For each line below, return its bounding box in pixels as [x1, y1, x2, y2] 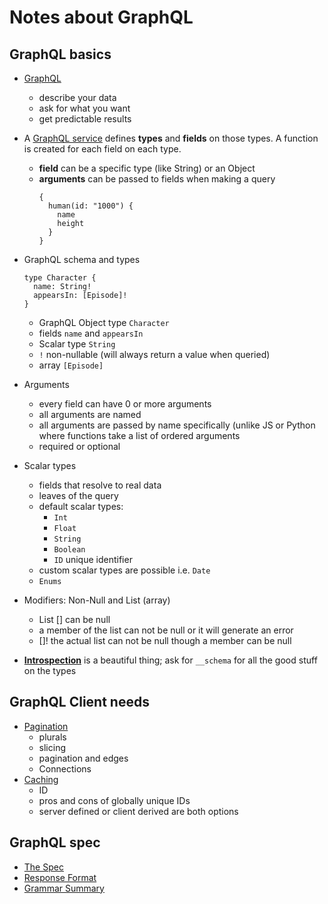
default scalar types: [38, 501, 124, 512]
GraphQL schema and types [23, 254, 141, 265]
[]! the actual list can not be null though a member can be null [38, 635, 292, 646]
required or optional [38, 441, 121, 452]
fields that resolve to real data [38, 479, 162, 491]
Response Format [23, 871, 97, 883]
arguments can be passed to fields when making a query [38, 173, 276, 185]
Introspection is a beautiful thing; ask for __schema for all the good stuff [23, 654, 318, 666]
